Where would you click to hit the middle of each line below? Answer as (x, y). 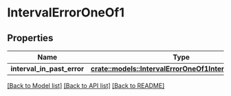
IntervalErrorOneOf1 (66, 13)
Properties (30, 38)
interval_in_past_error (47, 69)
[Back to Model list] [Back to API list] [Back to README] (86, 86)
